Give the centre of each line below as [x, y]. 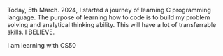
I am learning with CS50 [42, 45]
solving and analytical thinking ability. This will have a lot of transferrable [112, 25]
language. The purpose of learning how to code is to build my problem [109, 17]
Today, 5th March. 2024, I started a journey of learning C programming [109, 10]
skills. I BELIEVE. [31, 32]
